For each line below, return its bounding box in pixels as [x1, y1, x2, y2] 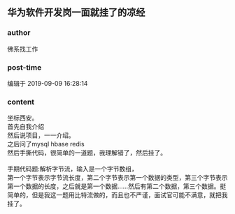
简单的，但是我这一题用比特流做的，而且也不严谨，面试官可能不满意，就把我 [7, 191, 228, 199]
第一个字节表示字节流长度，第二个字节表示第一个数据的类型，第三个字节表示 [7, 174, 228, 182]
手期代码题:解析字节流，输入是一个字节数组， [7, 165, 138, 173]
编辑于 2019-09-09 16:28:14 [7, 79, 88, 87]
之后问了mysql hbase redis [7, 140, 85, 148]
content [7, 97, 35, 107]
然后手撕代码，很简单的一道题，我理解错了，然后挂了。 [7, 148, 166, 157]
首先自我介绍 [7, 123, 44, 131]
